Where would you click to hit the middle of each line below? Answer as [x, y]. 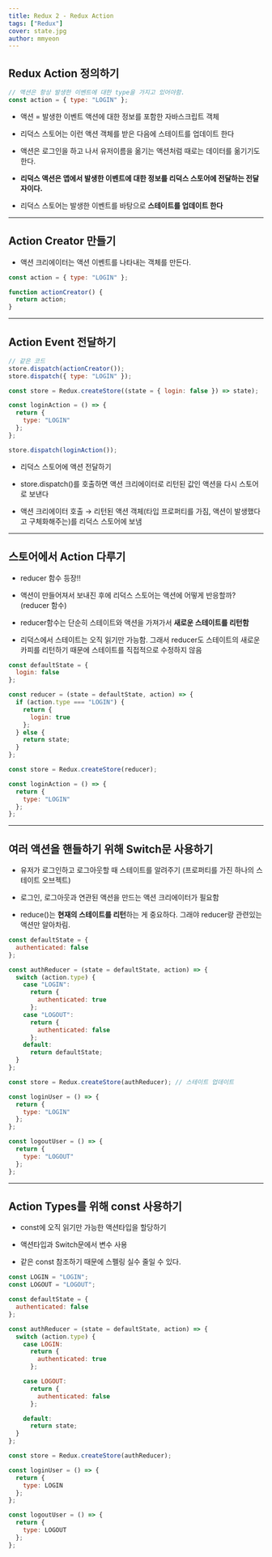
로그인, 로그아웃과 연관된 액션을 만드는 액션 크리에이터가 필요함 [120, 898]
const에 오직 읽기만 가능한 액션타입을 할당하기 [93, 1227]
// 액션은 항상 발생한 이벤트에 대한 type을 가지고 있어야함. [97, 93]
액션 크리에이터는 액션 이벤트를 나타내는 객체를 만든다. [106, 262]
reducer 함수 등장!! [50, 578]
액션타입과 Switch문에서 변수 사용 [74, 1244]
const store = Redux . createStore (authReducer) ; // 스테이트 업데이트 [121, 1082]
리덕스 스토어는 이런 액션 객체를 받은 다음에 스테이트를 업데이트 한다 [127, 134]
